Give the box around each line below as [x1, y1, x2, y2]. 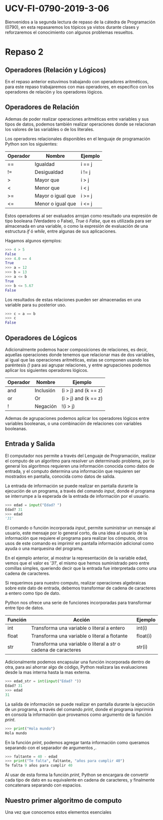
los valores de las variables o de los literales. [5, 126, 95, 132]
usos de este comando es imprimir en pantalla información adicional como [5, 541, 154, 547]
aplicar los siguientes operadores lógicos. [5, 367, 89, 373]
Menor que [34, 184, 60, 191]
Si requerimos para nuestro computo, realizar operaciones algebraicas [5, 580, 147, 586]
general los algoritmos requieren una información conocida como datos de [5, 463, 154, 469]
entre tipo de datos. [5, 605, 45, 611]
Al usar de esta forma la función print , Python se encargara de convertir [5, 772, 149, 778]
